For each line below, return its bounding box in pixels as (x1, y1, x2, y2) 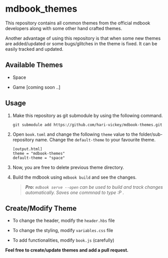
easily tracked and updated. (5, 46, 64, 52)
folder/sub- (139, 131, 163, 137)
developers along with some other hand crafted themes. (5, 25, 122, 31)
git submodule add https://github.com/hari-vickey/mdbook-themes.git (12, 122, 163, 127)
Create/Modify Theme (5, 204, 77, 213)
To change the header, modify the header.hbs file (12, 217, 115, 224)
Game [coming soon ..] (12, 84, 61, 90)
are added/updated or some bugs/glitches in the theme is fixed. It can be (5, 40, 158, 46)
